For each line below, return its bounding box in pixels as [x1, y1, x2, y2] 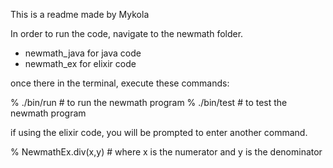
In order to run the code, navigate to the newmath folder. [10, 28, 244, 39]
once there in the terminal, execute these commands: [10, 77, 230, 89]
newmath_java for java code [24, 47, 142, 59]
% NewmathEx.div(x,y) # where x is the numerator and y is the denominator [10, 146, 323, 158]
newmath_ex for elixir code [24, 58, 137, 69]
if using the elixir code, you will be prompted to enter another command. [10, 127, 308, 138]
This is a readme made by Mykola [10, 9, 150, 20]
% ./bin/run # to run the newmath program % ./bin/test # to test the [10, 97, 288, 108]
